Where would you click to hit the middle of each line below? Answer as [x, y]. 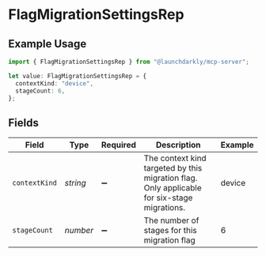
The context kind [175, 158]
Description [178, 145]
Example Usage [47, 44]
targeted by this [173, 168]
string [76, 183]
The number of [171, 220]
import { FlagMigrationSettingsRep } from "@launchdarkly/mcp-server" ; [129, 62]
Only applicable [173, 188]
